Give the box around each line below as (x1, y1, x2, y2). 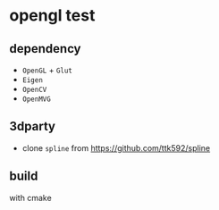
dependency (9, 41, 82, 56)
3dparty (9, 119, 56, 134)
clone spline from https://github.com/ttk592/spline (21, 142, 211, 153)
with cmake (9, 192, 52, 203)
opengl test (9, 5, 96, 26)
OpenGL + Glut (21, 64, 73, 75)
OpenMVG (21, 95, 51, 104)
